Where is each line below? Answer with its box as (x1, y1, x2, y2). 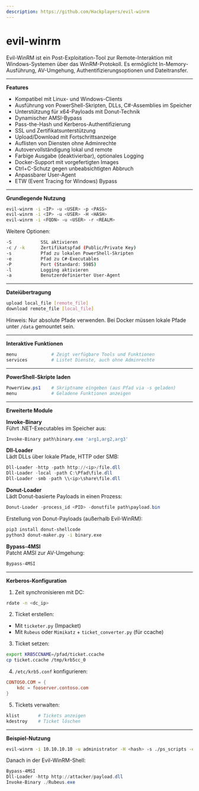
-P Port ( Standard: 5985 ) (6, 261, 97, 268)
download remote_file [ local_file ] (6, 306, 94, 312)
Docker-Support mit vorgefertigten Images (14, 158, 119, 165)
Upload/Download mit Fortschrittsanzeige (14, 133, 117, 140)
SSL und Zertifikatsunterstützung (14, 127, 96, 134)
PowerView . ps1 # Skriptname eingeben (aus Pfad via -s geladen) (6, 385, 176, 391)
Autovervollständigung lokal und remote (14, 146, 113, 153)
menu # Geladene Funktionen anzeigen (6, 390, 131, 396)
